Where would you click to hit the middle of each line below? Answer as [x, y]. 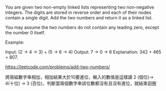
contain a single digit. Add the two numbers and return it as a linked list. [79, 18]
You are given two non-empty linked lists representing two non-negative [80, 7]
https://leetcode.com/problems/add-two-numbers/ [57, 67]
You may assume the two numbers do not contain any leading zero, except [82, 27]
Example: [15, 42]
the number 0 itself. [25, 33]
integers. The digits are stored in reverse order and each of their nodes [78, 12]
